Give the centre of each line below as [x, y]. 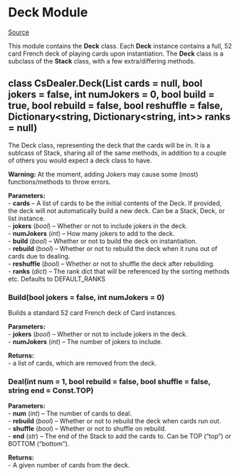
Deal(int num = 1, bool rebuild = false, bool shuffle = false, [110, 381]
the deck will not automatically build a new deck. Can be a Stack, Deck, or [117, 210]
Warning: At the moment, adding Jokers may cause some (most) [103, 174]
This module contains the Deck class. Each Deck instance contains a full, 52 [120, 46]
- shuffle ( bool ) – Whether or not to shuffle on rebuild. [87, 429]
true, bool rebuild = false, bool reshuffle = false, [116, 106]
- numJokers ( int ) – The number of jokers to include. [85, 342]
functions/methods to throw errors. [59, 182]
